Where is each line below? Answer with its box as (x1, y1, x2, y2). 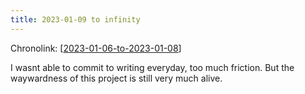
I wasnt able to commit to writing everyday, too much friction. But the (10, 61, 295, 73)
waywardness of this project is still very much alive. (10, 72, 223, 84)
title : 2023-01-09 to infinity (10, 14, 141, 25)
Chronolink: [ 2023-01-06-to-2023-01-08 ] (10, 42, 182, 54)
